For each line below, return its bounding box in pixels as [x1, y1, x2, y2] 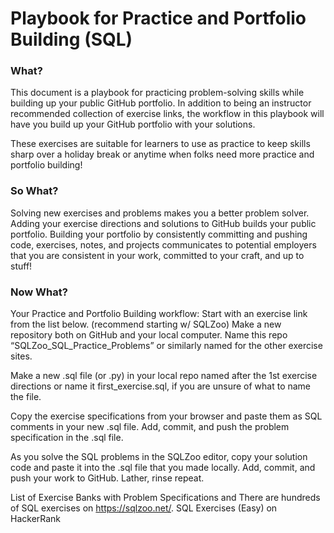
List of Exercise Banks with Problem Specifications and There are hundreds [10, 492, 321, 504]
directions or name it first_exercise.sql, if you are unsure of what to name [10, 380, 312, 392]
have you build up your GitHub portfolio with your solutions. [10, 118, 256, 131]
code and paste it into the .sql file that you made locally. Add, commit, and [10, 462, 316, 474]
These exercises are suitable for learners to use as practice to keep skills [10, 138, 311, 150]
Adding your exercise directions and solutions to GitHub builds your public [10, 217, 317, 229]
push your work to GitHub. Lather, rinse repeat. [10, 472, 205, 484]
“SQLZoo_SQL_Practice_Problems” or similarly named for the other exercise [10, 340, 323, 352]
